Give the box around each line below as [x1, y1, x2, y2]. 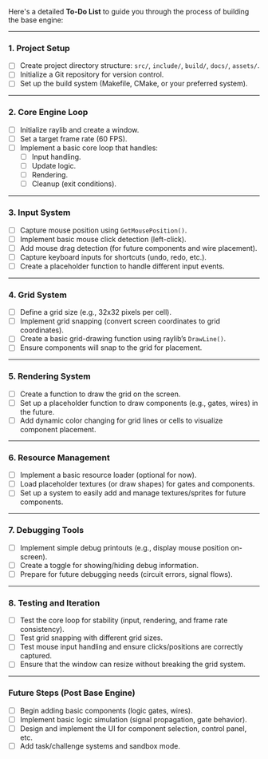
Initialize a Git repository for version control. [19, 70, 164, 79]
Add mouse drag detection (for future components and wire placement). [19, 243, 258, 252]
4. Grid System [8, 289, 68, 300]
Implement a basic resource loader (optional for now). [19, 471, 197, 480]
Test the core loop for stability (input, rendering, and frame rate [19, 615, 228, 626]
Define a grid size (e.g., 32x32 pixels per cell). [19, 308, 171, 317]
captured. [19, 651, 53, 661]
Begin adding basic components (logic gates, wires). [19, 705, 193, 715]
